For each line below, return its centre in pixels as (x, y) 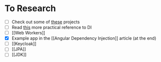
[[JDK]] (19, 55)
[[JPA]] (19, 49)
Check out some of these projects (45, 22)
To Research (30, 8)
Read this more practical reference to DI (52, 27)
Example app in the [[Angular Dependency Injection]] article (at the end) (84, 38)
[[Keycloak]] (24, 44)
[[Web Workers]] (28, 33)
